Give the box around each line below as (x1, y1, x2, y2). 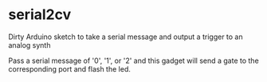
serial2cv (8, 6, 72, 24)
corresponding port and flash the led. (8, 64, 132, 73)
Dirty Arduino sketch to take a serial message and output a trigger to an (8, 32, 243, 41)
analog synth (8, 40, 51, 49)
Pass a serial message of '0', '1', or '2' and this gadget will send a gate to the (8, 56, 259, 65)
